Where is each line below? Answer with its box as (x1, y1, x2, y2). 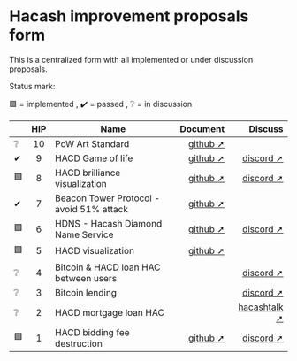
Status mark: (9, 81, 56, 91)
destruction (54, 337, 103, 349)
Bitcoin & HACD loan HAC (54, 261, 161, 273)
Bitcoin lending (54, 286, 118, 298)
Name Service (54, 228, 114, 241)
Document (179, 122, 225, 134)
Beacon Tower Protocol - (54, 192, 161, 204)
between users (54, 272, 118, 284)
